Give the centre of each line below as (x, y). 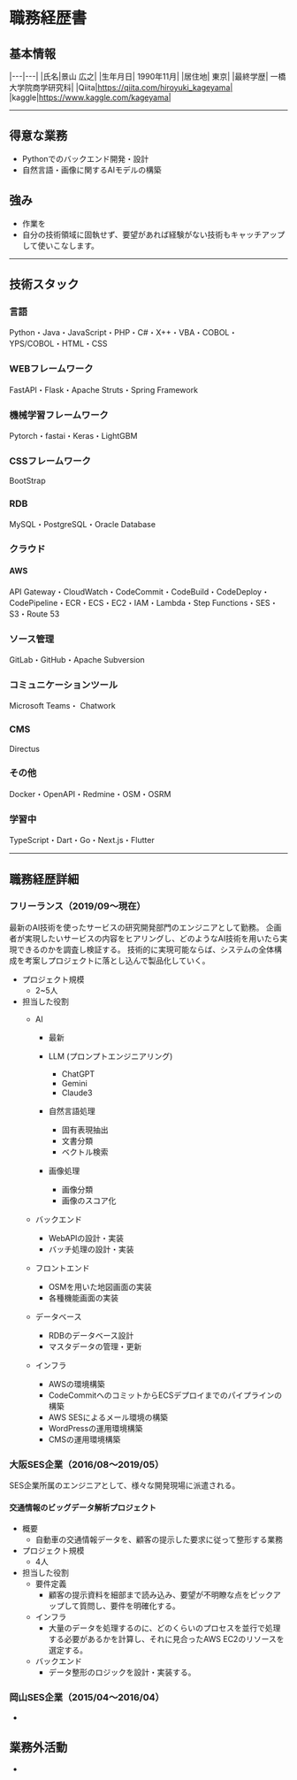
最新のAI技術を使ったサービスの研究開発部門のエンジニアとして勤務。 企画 (145, 927)
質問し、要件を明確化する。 (129, 1606)
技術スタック (44, 284)
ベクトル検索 (85, 1152)
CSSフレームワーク (50, 461)
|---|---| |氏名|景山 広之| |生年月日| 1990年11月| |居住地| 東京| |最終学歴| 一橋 (148, 77)
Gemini (75, 1083)
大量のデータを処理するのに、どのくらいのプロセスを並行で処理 (164, 1628)
